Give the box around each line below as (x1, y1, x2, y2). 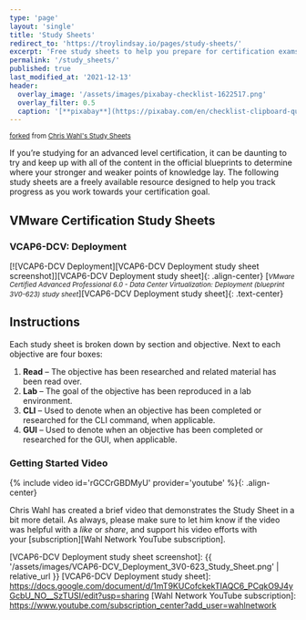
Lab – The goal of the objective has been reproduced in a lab (22, 385, 252, 397)
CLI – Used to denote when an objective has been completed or (22, 405, 262, 416)
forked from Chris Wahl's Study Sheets (9, 131, 132, 141)
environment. (22, 395, 73, 406)
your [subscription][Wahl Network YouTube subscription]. (9, 534, 226, 545)
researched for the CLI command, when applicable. (22, 414, 216, 425)
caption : (17, 107, 51, 116)
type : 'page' (9, 13, 59, 23)
